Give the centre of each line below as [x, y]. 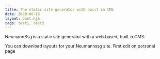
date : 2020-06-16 [23, 14]
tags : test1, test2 [25, 23]
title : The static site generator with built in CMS [59, 9]
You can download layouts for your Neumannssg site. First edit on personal [80, 46]
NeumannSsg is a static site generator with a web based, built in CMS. [75, 37]
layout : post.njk [23, 18]
